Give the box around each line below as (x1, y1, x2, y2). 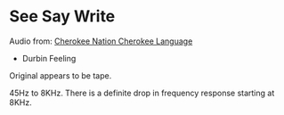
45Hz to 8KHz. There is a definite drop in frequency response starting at (9, 87, 275, 98)
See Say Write (9, 6, 116, 27)
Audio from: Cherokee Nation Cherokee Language (9, 36, 193, 46)
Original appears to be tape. (9, 70, 112, 81)
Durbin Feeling (21, 53, 77, 63)
